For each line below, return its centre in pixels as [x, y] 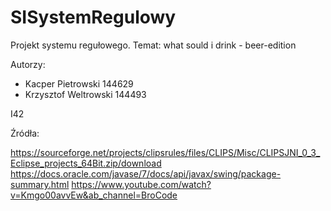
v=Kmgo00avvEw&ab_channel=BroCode [94, 195]
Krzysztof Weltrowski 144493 [85, 94]
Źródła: [25, 133]
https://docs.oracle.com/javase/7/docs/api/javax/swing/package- [146, 173]
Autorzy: [28, 64]
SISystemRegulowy [93, 17]
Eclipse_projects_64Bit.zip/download [86, 163]
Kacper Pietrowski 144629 [79, 83]
